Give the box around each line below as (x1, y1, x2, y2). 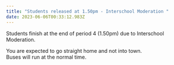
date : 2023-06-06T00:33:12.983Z (6, 14, 85, 20)
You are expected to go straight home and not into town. (6, 47, 142, 54)
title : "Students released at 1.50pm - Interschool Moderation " (6, 8, 169, 15)
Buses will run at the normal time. (6, 53, 87, 60)
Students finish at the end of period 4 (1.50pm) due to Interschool (6, 30, 164, 37)
